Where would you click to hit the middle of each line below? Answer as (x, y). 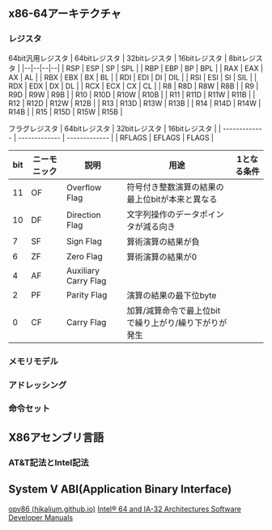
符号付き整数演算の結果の (175, 186)
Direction (83, 215)
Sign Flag (84, 241)
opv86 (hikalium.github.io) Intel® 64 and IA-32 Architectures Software (125, 509)
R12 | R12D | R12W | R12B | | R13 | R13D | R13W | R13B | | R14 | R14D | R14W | (135, 103)
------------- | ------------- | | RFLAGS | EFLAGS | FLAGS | (116, 137)
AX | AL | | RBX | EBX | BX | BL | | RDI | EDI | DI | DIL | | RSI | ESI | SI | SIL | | (133, 77)
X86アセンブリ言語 (56, 437)
